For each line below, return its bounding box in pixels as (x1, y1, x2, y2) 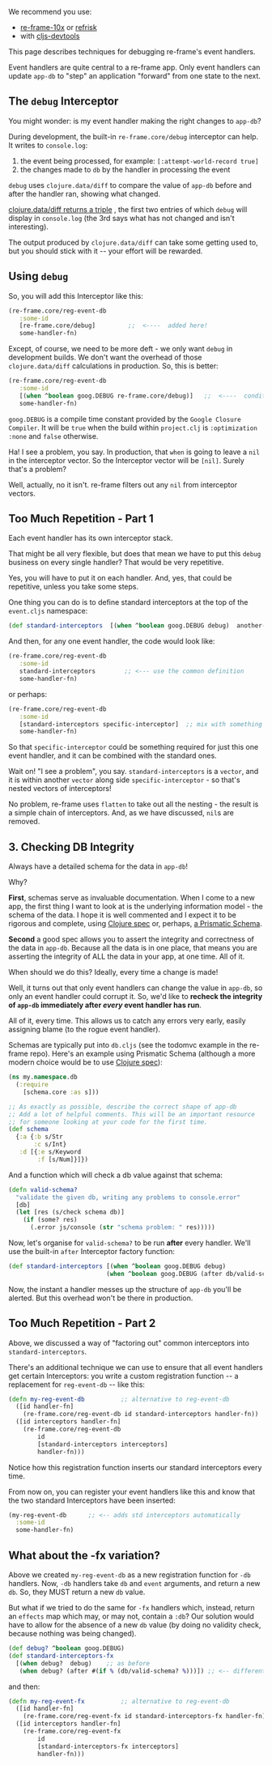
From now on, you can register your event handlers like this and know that (8, 1486, 256, 1496)
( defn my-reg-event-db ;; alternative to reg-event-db (8, 1395, 230, 1403)
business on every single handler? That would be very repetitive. (8, 558, 224, 568)
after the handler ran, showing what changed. (8, 189, 160, 198)
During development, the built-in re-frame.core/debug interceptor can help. (8, 131, 259, 141)
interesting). (8, 222, 49, 232)
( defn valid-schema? (8, 1185, 79, 1193)
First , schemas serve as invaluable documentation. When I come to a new (8, 893, 255, 903)
